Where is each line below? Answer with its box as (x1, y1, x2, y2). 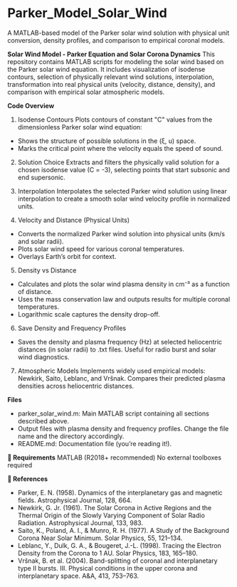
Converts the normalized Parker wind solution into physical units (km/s (17, 229, 226, 238)
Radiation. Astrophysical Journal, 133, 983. (17, 518, 144, 527)
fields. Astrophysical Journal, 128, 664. (17, 496, 132, 504)
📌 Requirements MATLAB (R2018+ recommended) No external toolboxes (7, 453, 222, 462)
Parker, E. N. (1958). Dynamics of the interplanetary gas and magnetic (17, 488, 223, 497)
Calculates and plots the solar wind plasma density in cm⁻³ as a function (17, 280, 230, 288)
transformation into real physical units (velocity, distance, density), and (7, 80, 216, 88)
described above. (17, 416, 70, 425)
